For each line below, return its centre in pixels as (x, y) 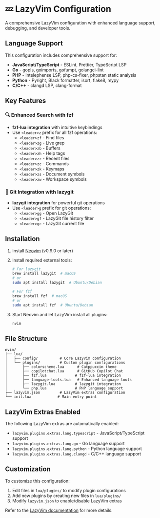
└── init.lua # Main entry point (51, 397)
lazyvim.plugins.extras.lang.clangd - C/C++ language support (77, 454)
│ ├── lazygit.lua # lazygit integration (63, 384)
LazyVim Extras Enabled (43, 412)
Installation (22, 239)
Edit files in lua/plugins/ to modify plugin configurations (69, 490)
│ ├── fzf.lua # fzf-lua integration (63, 376)
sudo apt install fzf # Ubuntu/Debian (53, 305)
